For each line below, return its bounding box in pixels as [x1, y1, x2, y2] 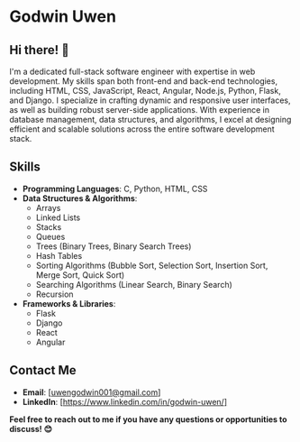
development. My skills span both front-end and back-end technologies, [9, 76, 277, 87]
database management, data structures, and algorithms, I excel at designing [9, 115, 292, 124]
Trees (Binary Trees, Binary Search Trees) [35, 241, 192, 252]
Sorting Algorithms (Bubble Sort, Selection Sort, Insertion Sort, [35, 260, 268, 271]
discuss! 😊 [9, 423, 52, 434]
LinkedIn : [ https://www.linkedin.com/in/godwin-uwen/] [22, 396, 228, 407]
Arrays [35, 202, 61, 213]
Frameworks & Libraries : [22, 298, 116, 308]
